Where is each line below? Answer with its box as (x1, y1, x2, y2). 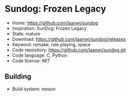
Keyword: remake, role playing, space (12, 41, 91, 47)
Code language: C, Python (12, 52, 67, 58)
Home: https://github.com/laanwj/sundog (12, 20, 98, 26)
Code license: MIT (12, 57, 51, 63)
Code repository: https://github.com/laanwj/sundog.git (12, 47, 126, 53)
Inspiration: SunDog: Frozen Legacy (12, 25, 87, 31)
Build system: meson (12, 86, 56, 92)
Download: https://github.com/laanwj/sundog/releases (12, 36, 126, 42)
